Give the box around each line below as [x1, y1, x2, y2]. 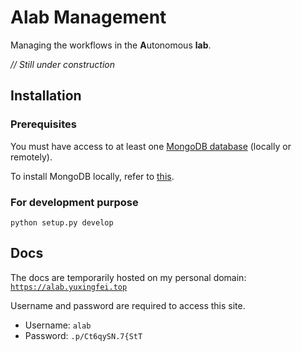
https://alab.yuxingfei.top [10, 282, 128, 292]
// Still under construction [10, 58, 116, 70]
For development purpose [10, 195, 139, 209]
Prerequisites [10, 117, 77, 131]
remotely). [10, 151, 53, 163]
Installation [10, 87, 82, 105]
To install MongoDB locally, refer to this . [10, 170, 175, 182]
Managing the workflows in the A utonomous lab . [10, 39, 212, 51]
